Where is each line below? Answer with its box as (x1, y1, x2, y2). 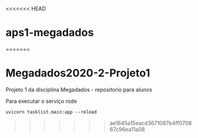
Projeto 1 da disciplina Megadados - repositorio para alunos (5, 86, 153, 93)
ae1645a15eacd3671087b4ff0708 (109, 119, 192, 127)
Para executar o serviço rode (5, 98, 77, 105)
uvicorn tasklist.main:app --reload (5, 109, 97, 115)
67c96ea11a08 (109, 126, 145, 133)
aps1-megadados (5, 26, 94, 39)
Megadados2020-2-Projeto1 (5, 67, 150, 80)
